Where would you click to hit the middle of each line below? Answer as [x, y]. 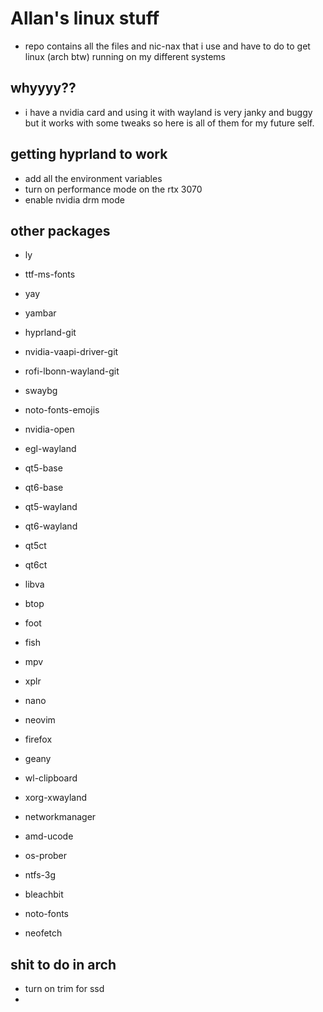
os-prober [46, 856]
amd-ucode [49, 836]
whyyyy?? [43, 88]
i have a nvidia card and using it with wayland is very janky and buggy [168, 112]
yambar [40, 313]
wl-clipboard [51, 778]
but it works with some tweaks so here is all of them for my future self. [169, 123]
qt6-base [44, 488]
